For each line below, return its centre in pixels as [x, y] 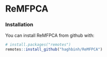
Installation [19, 25]
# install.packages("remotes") [38, 45]
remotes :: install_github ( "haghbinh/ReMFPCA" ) [54, 49]
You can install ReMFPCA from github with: [50, 35]
